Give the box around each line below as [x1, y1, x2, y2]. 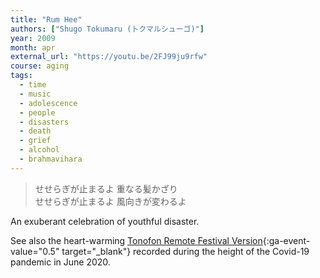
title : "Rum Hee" [10, 14, 83, 25]
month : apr [10, 42, 56, 53]
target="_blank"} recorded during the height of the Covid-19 [61, 245, 310, 257]
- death [19, 126, 52, 136]
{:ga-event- [262, 234, 311, 246]
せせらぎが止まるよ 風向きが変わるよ [34, 195, 187, 207]
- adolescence [19, 98, 78, 108]
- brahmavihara [19, 154, 83, 164]
